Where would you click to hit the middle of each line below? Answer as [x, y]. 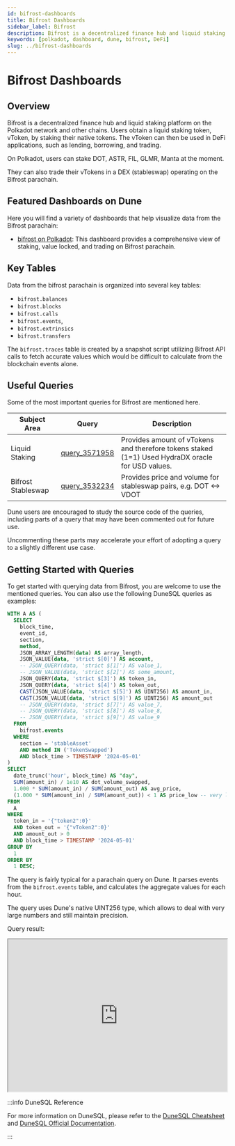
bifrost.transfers [44, 336]
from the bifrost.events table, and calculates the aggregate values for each [116, 887]
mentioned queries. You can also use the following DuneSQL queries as [110, 594]
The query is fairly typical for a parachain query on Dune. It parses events [113, 880]
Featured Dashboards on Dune [75, 202]
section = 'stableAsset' [56, 743]
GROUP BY [20, 847]
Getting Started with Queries [71, 569]
